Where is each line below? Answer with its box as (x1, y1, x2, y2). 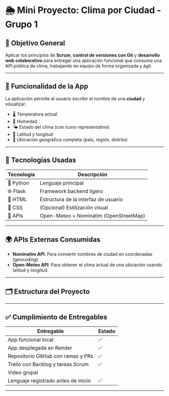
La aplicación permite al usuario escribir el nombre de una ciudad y (5, 95, 145, 101)
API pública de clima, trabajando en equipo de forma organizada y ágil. (5, 63, 152, 69)
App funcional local (8, 336, 54, 344)
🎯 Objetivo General (5, 39, 65, 47)
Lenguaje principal (40, 179, 84, 186)
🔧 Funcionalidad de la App (5, 82, 89, 91)
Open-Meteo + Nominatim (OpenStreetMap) (40, 212, 146, 219)
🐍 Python (8, 179, 29, 186)
